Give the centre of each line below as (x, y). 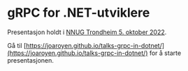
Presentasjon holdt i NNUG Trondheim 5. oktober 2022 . (87, 32)
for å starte (165, 53)
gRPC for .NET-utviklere (79, 13)
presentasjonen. (31, 60)
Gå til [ (17, 45)
